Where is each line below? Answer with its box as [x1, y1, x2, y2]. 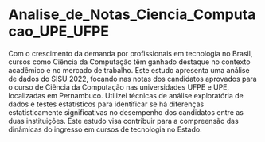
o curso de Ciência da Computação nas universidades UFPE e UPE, [8, 82, 230, 92]
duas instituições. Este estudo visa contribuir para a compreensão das [8, 116, 239, 125]
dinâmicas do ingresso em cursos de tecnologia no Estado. [8, 125, 202, 134]
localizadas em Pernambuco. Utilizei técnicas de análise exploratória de [8, 90, 244, 100]
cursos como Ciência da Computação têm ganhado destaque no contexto [8, 57, 251, 67]
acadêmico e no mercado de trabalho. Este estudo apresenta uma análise [8, 65, 250, 75]
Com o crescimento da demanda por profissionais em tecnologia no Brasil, [8, 48, 253, 58]
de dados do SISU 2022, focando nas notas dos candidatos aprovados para [8, 74, 257, 83]
